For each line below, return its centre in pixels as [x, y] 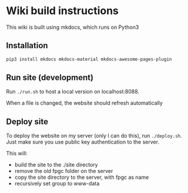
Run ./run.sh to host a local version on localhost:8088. [73, 92]
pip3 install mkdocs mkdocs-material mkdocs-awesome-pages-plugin [89, 59]
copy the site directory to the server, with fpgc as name [82, 177]
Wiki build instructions [63, 11]
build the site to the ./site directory [56, 165]
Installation [27, 46]
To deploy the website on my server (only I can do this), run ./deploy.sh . [94, 136]
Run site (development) [50, 78]
